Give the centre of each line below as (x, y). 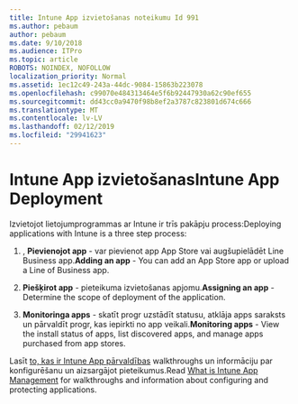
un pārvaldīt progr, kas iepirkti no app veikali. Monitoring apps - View (151, 324)
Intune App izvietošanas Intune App (144, 180)
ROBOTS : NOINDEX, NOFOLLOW (60, 69)
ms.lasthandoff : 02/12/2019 (62, 127)
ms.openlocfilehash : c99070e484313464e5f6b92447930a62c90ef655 (131, 93)
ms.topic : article (44, 60)
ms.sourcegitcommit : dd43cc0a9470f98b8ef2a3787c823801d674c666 (131, 101)
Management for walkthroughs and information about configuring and (139, 380)
